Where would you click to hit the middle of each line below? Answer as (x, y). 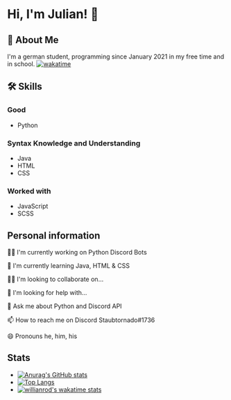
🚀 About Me (33, 40)
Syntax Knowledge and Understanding (74, 143)
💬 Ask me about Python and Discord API (65, 306)
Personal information (54, 235)
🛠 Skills (25, 87)
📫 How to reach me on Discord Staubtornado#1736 (81, 320)
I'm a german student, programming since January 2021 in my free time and (116, 56)
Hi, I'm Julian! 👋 (53, 14)
